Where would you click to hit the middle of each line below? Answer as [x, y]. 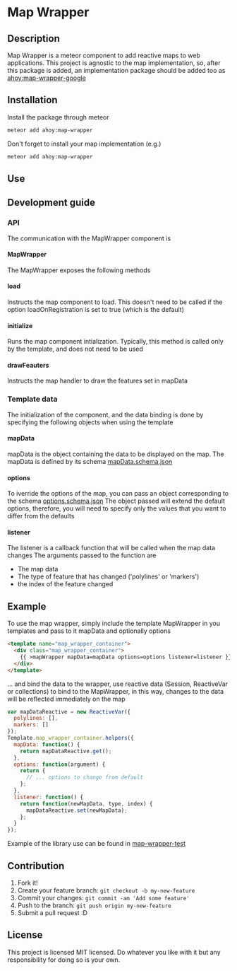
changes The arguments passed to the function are [82, 555]
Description [34, 39]
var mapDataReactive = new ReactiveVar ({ [69, 711]
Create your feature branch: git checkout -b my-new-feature [106, 890]
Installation [32, 100]
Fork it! [28, 883]
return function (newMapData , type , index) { [86, 803]
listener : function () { [48, 797]
